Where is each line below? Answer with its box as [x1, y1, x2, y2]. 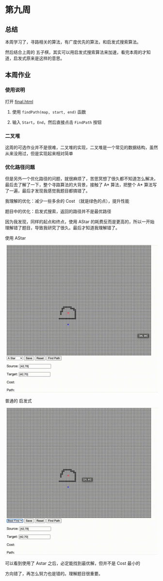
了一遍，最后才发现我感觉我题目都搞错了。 [5, 188, 90, 194]
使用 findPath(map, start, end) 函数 [12, 109, 86, 114]
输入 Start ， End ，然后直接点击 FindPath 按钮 [12, 119, 102, 125]
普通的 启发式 [5, 398, 32, 403]
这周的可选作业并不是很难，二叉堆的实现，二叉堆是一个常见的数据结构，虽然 [5, 144, 158, 150]
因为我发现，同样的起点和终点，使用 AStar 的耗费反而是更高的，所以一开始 [5, 219, 155, 225]
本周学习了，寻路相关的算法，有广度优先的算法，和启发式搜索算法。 [5, 39, 141, 45]
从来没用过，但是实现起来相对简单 [5, 150, 73, 156]
